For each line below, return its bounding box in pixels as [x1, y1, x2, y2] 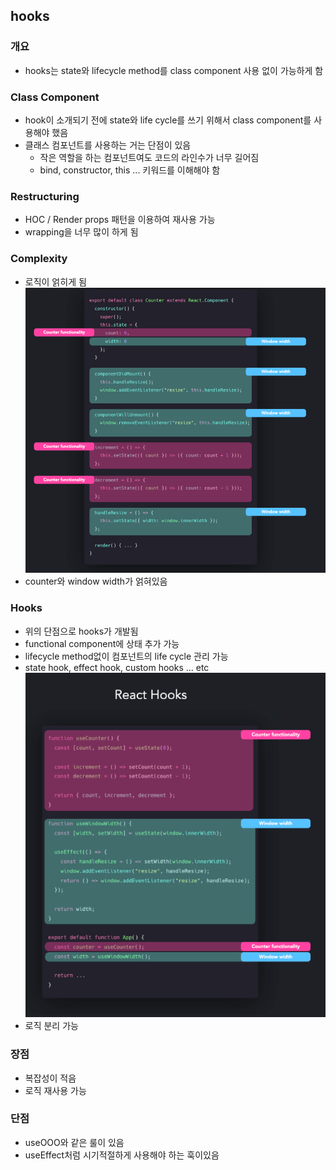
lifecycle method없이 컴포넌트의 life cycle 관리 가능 [24, 650, 229, 662]
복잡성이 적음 [24, 1072, 77, 1084]
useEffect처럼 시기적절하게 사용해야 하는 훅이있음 [24, 1149, 220, 1161]
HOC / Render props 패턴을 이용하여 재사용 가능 [24, 214, 216, 226]
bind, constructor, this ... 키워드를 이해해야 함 [39, 164, 221, 176]
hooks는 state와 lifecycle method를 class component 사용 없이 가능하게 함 [24, 64, 324, 76]
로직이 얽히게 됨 [24, 275, 87, 288]
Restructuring [10, 189, 80, 203]
